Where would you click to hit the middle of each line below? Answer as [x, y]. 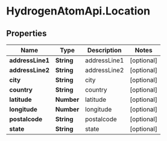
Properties [27, 33]
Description [104, 50]
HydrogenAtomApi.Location [78, 11]
